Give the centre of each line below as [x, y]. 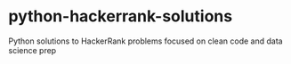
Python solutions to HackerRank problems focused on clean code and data [145, 41]
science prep [32, 50]
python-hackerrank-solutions [121, 16]
